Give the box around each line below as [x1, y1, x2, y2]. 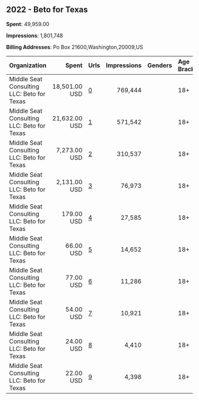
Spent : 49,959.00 [6, 20, 50, 27]
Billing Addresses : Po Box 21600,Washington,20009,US [6, 43, 143, 50]
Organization [9, 61, 47, 69]
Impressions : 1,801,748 [6, 32, 63, 39]
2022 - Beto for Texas [6, 5, 88, 15]
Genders [147, 61, 172, 69]
